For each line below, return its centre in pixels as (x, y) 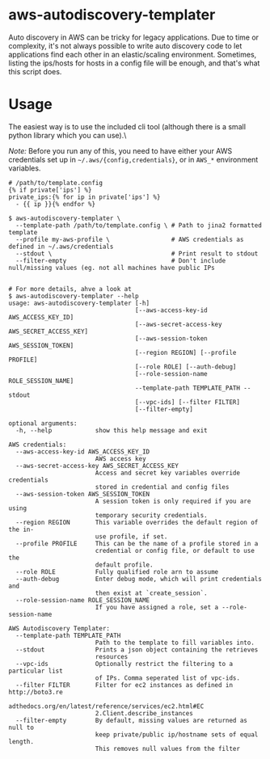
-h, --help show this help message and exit (112, 430)
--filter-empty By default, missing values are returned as (132, 720)
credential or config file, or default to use (175, 550)
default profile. (124, 565)
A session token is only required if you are (173, 501)
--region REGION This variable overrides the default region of (137, 522)
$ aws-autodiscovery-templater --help (74, 296)
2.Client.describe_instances (144, 713)
